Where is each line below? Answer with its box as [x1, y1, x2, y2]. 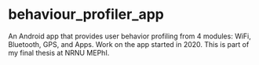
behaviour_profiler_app [8, 5, 165, 23]
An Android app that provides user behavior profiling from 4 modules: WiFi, [8, 31, 251, 41]
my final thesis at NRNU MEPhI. [8, 48, 110, 57]
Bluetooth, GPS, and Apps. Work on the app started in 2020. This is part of [8, 39, 250, 49]
